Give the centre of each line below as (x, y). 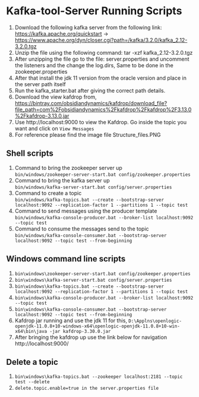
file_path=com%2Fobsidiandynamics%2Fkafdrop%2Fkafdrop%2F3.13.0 (103, 109)
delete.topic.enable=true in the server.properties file (87, 388)
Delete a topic (32, 362)
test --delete (32, 382)
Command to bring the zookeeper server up (69, 168)
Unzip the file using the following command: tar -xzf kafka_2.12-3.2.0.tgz (104, 52)
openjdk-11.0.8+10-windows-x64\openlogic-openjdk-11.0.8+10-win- (97, 326)
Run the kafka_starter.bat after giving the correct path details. (90, 90)
